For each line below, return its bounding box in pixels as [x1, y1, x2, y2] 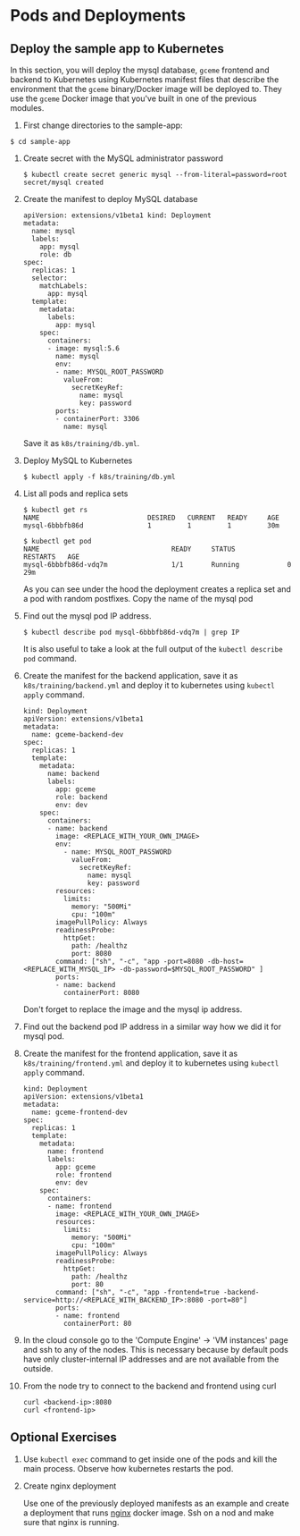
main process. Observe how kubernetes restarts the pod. [22, 1463, 234, 1473]
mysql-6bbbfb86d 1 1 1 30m [22, 521, 279, 530]
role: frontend [55, 1170, 112, 1179]
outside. [22, 1363, 54, 1373]
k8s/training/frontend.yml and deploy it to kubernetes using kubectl [22, 1058, 279, 1068]
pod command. [22, 654, 77, 663]
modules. [10, 103, 45, 113]
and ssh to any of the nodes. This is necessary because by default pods [22, 1345, 288, 1355]
